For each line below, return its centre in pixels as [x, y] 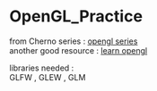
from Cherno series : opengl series [74, 41]
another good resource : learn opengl [78, 50]
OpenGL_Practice [76, 17]
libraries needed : [42, 68]
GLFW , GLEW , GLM [48, 77]
